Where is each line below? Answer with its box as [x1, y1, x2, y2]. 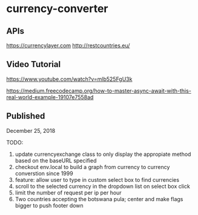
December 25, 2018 [6, 127, 56, 134]
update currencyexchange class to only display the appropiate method [15, 150, 191, 158]
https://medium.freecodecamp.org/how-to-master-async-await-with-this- [6, 87, 192, 94]
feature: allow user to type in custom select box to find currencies [15, 176, 180, 183]
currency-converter [6, 2, 108, 16]
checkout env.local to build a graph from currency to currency [15, 163, 170, 170]
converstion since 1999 [15, 170, 74, 177]
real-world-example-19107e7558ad [6, 93, 94, 101]
